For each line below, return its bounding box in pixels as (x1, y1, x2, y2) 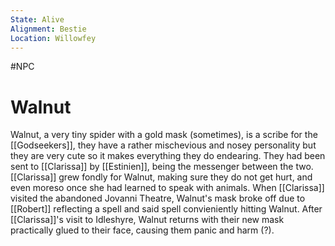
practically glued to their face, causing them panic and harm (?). (10, 224, 275, 236)
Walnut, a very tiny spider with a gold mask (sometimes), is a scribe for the (10, 129, 318, 141)
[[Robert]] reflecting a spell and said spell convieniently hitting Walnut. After (10, 203, 323, 215)
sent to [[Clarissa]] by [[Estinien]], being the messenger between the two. (10, 161, 314, 173)
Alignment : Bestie (10, 24, 87, 34)
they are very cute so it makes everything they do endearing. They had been (10, 150, 326, 162)
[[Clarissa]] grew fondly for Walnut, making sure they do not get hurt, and (10, 171, 313, 183)
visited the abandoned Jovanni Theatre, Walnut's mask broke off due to (10, 192, 306, 205)
